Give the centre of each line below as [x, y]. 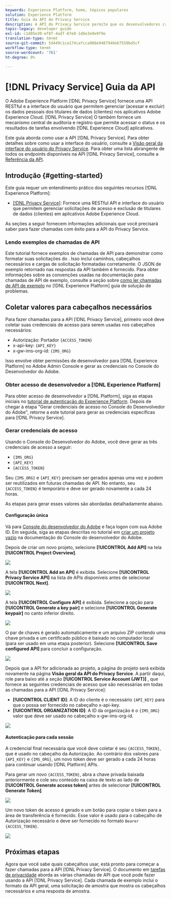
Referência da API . [25, 159]
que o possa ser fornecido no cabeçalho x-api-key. [66, 705]
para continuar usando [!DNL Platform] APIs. [52, 765]
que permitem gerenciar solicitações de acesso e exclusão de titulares [87, 209]
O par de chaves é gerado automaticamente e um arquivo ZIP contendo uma [85, 633]
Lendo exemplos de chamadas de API [53, 242]
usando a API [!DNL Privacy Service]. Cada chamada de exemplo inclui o [82, 880]
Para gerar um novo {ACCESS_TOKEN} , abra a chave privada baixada [75, 774]
